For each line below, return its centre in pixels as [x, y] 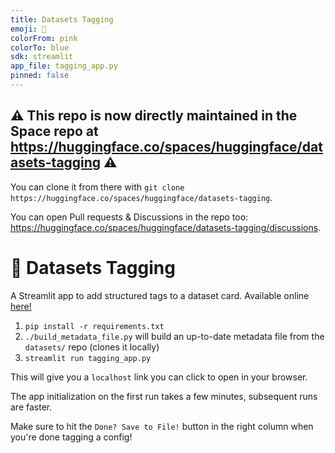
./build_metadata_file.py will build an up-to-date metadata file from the [174, 336]
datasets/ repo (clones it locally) [92, 347]
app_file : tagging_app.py [64, 66]
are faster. [31, 407]
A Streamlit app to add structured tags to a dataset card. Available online [160, 295]
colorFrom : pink [44, 38]
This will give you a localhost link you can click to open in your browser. [159, 377]
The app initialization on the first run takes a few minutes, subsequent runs [164, 396]
